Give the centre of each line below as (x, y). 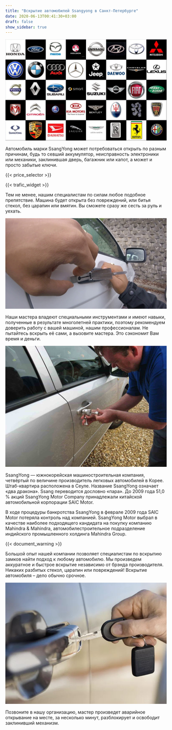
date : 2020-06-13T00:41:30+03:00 (41, 16)
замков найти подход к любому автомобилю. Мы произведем (73, 559)
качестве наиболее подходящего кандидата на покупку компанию (79, 523)
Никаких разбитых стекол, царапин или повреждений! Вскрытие (76, 570)
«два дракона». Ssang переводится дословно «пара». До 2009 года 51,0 (85, 491)
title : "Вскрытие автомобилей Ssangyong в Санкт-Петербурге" (72, 11)
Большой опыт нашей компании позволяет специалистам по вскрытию (84, 554)
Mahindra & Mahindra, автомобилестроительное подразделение (75, 529)
